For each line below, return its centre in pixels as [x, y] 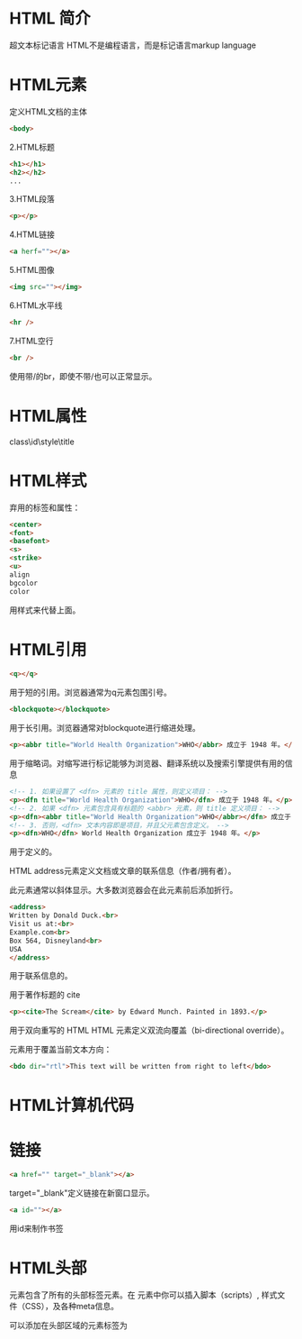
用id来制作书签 [36, 1229]
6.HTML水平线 [36, 305]
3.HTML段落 [32, 199]
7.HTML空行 [31, 341]
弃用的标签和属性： [45, 507]
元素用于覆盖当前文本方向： [61, 1050]
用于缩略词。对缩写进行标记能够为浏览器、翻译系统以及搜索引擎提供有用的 [147, 763]
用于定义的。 [33, 852]
